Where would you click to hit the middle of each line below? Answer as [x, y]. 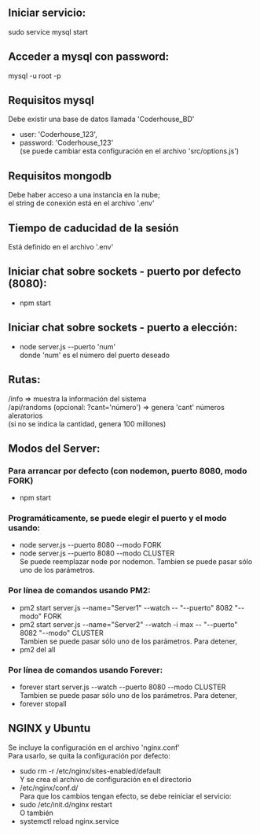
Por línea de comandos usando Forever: [86, 670]
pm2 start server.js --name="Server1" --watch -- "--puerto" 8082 [126, 607]
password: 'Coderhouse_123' [66, 143]
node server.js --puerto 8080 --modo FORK [90, 545]
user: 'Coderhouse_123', [59, 135]
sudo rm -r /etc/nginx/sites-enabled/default [90, 771]
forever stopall [43, 704]
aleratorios [26, 415]
